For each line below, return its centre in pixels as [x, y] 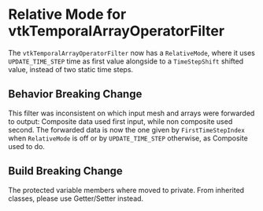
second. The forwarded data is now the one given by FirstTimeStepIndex [127, 129]
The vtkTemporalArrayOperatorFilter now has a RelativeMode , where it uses [132, 53]
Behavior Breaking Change [75, 95]
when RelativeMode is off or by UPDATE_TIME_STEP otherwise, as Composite [128, 138]
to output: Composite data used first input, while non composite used [120, 121]
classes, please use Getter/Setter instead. [76, 198]
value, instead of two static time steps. [71, 69]
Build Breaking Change [66, 171]
